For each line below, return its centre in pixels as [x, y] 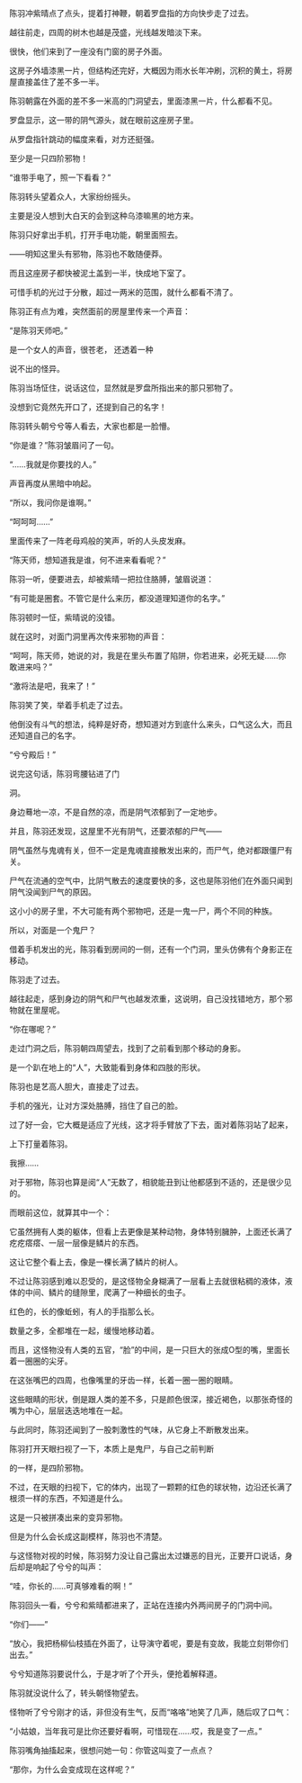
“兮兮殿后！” [33, 755]
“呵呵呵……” [31, 522]
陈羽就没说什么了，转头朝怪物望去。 [76, 1693]
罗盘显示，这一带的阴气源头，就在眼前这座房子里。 [104, 120]
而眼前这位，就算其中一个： [61, 1212]
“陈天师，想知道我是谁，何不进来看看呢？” [88, 560]
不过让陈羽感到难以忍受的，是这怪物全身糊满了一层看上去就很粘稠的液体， [147, 1281]
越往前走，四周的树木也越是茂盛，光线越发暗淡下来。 [108, 32]
